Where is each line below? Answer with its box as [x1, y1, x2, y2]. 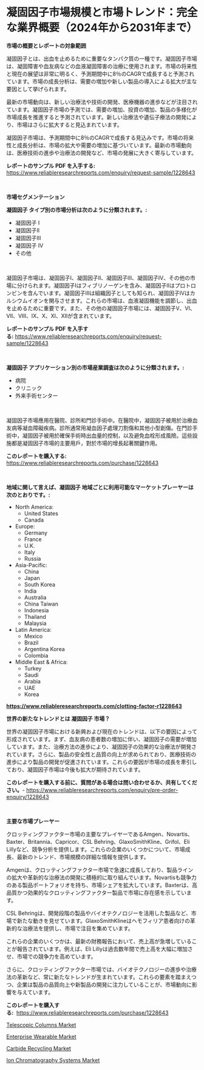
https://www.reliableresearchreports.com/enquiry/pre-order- [26, 786, 178, 793]
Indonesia [24, 606, 49, 614]
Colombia [24, 652, 49, 659]
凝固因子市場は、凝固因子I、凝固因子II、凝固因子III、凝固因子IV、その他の [6, 274, 190, 281]
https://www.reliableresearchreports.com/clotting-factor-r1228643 [6, 702, 182, 709]
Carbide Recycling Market [6, 1044, 72, 1052]
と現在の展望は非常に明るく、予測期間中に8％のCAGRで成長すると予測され [6, 70, 195, 77]
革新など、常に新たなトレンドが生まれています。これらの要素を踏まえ [16, 973, 192, 981]
